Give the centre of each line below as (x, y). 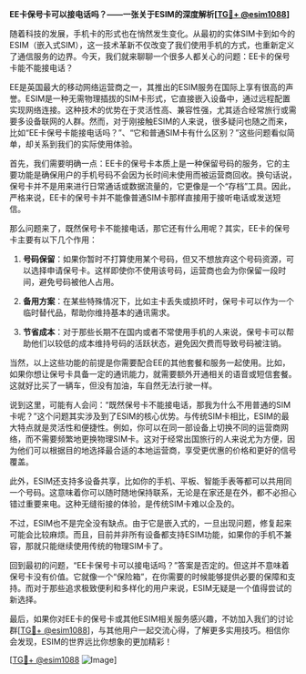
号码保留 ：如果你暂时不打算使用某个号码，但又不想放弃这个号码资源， (154, 259)
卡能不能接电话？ (41, 68)
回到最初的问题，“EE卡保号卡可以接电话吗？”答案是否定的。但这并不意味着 (149, 565)
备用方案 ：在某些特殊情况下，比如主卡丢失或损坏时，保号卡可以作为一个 (158, 301)
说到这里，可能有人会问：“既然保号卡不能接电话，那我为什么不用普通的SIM (150, 405)
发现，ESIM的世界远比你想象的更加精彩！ (95, 642)
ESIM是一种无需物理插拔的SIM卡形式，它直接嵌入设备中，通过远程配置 (158, 98)
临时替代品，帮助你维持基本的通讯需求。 (98, 312)
